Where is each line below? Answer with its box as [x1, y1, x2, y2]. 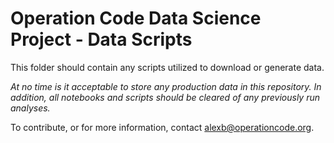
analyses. [10, 102, 51, 114]
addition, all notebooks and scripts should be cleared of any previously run [10, 91, 321, 103]
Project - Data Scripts [10, 28, 193, 51]
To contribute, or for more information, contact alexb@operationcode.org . [10, 121, 315, 133]
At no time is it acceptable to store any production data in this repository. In [10, 80, 322, 92]
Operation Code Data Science [10, 7, 262, 30]
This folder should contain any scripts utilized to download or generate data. [10, 61, 325, 73]
